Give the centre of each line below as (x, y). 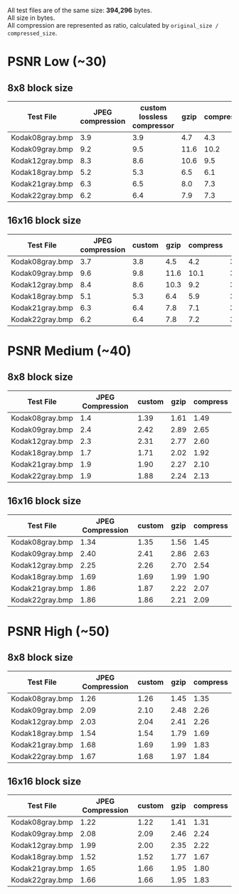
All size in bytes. (31, 18)
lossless (153, 117)
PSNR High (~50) (59, 631)
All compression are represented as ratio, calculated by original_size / (113, 25)
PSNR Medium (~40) (69, 351)
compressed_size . (32, 33)
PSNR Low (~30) (57, 62)
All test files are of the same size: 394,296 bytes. (80, 10)
